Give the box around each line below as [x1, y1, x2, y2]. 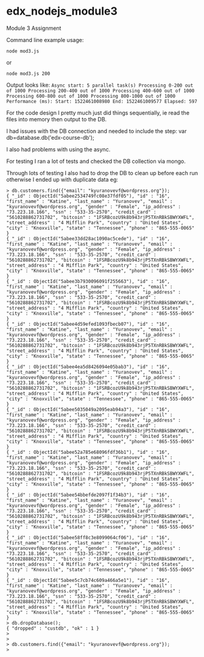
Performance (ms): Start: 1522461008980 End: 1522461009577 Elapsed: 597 [6, 98, 198, 104]
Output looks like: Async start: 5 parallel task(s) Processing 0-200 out [6, 81, 194, 88]
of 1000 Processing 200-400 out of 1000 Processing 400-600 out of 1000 [6, 87, 195, 94]
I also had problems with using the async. [6, 145, 111, 153]
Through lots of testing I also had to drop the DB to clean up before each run [6, 169, 198, 176]
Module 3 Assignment [6, 24, 62, 32]
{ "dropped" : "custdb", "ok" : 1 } [6, 625, 99, 631]
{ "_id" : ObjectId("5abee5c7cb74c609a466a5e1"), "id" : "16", [6, 577, 171, 583]
